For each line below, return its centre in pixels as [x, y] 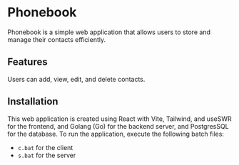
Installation [33, 101]
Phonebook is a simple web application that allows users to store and [109, 32]
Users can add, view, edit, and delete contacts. [76, 79]
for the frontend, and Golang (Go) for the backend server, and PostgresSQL [118, 126]
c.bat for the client [45, 147]
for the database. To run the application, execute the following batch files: [116, 134]
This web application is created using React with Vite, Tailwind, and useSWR [119, 119]
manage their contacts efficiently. [57, 39]
